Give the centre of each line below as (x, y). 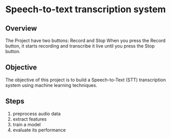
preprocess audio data (36, 113)
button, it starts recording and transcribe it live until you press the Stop (80, 46)
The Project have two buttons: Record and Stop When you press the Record (85, 40)
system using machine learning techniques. (51, 85)
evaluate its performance (39, 130)
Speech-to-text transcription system (85, 9)
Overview (21, 28)
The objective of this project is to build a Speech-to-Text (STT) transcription (85, 80)
